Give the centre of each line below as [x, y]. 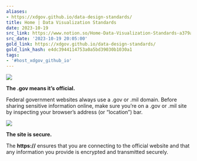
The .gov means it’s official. [40, 88]
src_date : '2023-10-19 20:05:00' [47, 39]
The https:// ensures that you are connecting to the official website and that [98, 145]
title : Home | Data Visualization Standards [61, 22]
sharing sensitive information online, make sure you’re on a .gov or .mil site [96, 105]
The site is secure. [29, 134]
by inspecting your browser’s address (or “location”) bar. [74, 112]
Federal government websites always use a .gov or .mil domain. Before [91, 100]
